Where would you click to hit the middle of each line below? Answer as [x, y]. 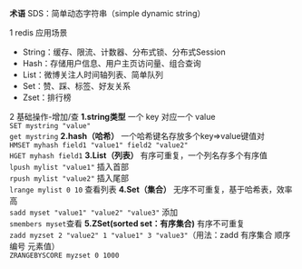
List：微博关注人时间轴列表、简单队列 [93, 75]
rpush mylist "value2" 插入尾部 [69, 178]
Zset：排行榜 [47, 97]
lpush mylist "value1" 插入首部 [69, 167]
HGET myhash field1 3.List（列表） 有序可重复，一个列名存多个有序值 [138, 155]
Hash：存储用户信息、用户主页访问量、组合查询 [112, 63]
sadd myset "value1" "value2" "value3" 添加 [94, 212]
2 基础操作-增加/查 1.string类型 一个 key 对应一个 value [112, 117]
